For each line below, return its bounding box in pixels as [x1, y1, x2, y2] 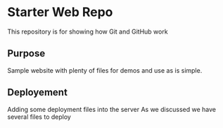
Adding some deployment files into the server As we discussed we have [7, 105, 217, 113]
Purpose [7, 48, 46, 59]
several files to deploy [7, 113, 72, 121]
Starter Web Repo [7, 4, 113, 20]
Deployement [7, 87, 68, 99]
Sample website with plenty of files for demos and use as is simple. [7, 66, 203, 74]
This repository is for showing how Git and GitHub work [7, 27, 168, 36]
